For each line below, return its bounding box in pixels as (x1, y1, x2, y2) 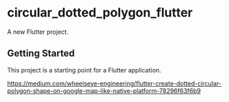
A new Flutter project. (7, 28, 69, 36)
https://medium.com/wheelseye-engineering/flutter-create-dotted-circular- (7, 79, 222, 88)
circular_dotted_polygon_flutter (7, 5, 193, 21)
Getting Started (7, 48, 75, 59)
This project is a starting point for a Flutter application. (7, 65, 161, 74)
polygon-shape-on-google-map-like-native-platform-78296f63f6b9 (7, 86, 201, 94)
